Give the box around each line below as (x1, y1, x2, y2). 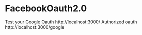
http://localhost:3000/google (5, 24, 65, 30)
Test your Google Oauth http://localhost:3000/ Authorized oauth (5, 19, 137, 25)
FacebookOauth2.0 (5, 3, 87, 14)
